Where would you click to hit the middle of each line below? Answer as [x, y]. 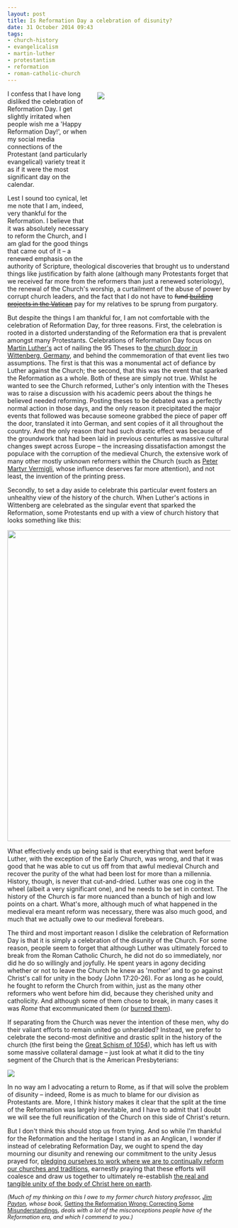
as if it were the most [38, 169]
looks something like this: [44, 520]
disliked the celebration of [45, 101]
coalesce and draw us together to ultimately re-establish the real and [108, 1176]
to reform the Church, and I [47, 236]
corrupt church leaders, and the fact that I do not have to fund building [110, 296]
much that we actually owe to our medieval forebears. [86, 919]
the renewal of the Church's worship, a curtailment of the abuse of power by [119, 289]
